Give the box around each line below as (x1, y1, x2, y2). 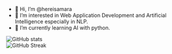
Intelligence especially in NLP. (14, 18, 88, 25)
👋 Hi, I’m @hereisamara (14, 6, 72, 12)
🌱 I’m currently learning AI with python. (14, 24, 110, 31)
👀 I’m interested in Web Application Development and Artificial (14, 12, 167, 19)
